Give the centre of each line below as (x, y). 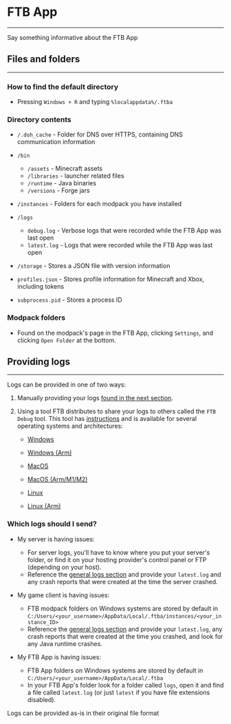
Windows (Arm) (49, 453)
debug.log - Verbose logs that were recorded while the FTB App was (124, 231)
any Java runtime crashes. (65, 643)
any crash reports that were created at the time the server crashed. (122, 581)
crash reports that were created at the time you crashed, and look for (125, 636)
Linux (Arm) (44, 506)
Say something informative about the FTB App (73, 37)
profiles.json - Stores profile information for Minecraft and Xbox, (111, 279)
